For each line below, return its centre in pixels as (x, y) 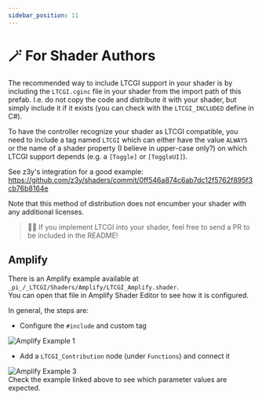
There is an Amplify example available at (73, 278)
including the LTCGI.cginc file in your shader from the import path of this (125, 91)
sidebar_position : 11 (44, 15)
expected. (24, 388)
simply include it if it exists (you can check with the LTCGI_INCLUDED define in (131, 107)
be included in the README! (73, 235)
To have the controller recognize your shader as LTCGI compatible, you (123, 131)
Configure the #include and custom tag (83, 325)
